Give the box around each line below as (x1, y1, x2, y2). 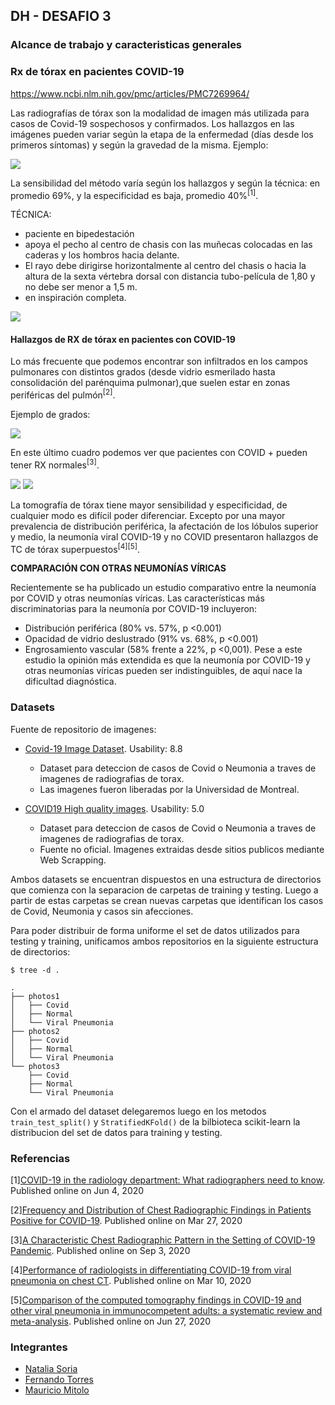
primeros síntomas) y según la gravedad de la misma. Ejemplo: (10, 139, 269, 151)
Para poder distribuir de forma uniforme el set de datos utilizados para (10, 924, 300, 936)
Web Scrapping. (39, 854, 107, 866)
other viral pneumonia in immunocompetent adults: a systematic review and (10, 1305, 323, 1317)
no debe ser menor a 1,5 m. (24, 281, 138, 293)
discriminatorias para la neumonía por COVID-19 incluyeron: (10, 603, 258, 615)
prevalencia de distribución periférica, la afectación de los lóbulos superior (10, 520, 319, 532)
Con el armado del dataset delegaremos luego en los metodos (10, 1105, 267, 1117)
